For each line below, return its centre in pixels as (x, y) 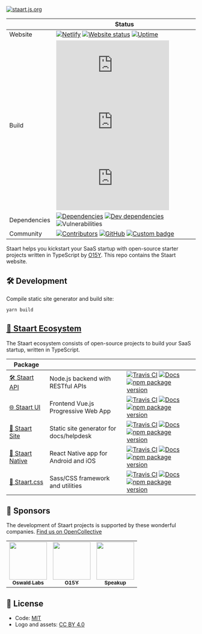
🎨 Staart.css (26, 482)
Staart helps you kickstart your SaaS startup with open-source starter (92, 248)
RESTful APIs (68, 386)
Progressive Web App (80, 411)
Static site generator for (83, 428)
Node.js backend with (80, 379)
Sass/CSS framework (80, 478)
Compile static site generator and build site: (60, 298)
